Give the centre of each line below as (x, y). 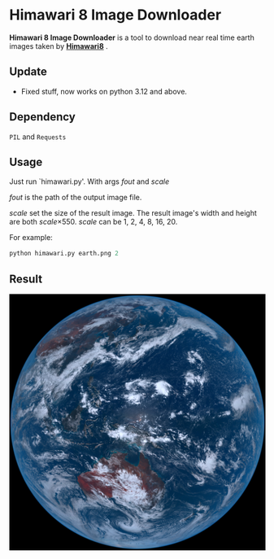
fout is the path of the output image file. (76, 198)
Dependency (42, 117)
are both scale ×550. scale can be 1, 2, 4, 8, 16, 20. (94, 222)
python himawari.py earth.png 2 (64, 254)
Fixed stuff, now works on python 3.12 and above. (104, 91)
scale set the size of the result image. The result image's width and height (133, 213)
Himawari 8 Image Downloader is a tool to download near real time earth (132, 37)
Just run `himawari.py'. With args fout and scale (89, 181)
